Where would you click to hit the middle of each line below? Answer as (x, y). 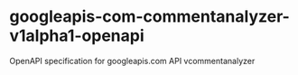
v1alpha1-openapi (77, 36)
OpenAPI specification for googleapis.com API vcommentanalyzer (132, 61)
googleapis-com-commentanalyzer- (150, 17)
